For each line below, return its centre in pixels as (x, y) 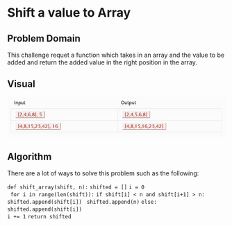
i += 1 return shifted (39, 216)
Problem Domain (44, 38)
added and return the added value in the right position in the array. (102, 62)
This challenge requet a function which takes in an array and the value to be (116, 55)
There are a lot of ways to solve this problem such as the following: (103, 173)
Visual (22, 84)
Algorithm (30, 156)
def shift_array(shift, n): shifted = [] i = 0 (76, 187)
